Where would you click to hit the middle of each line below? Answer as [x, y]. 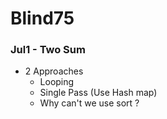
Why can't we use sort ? [89, 103]
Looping [57, 82]
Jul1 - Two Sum [48, 50]
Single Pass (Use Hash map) [98, 93]
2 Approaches [54, 71]
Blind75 [42, 18]
